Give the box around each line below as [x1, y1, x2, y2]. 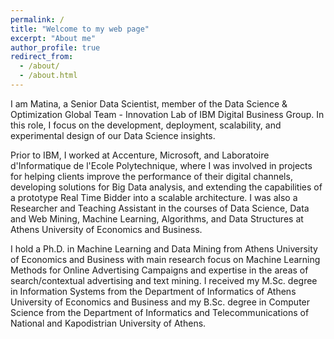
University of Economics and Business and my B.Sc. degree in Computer [10, 296, 311, 308]
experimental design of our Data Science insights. [10, 129, 216, 141]
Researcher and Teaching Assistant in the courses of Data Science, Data [10, 202, 310, 214]
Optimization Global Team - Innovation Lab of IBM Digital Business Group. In [10, 108, 325, 120]
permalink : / [10, 14, 65, 25]
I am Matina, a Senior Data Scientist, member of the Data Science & [10, 97, 288, 110]
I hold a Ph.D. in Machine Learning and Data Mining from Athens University [10, 242, 318, 255]
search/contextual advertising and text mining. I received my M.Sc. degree [10, 274, 318, 286]
